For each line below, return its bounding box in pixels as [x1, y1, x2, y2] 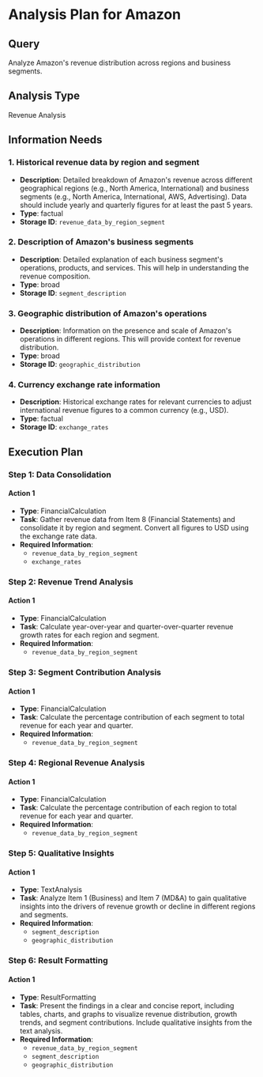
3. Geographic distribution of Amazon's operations [8, 308, 208, 319]
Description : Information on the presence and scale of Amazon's [19, 326, 232, 335]
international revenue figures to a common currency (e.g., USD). [19, 406, 229, 415]
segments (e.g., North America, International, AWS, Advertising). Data [19, 191, 247, 201]
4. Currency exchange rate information [8, 380, 160, 391]
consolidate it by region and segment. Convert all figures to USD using [19, 523, 249, 532]
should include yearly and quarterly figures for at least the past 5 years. [19, 200, 254, 210]
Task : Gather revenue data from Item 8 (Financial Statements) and [19, 514, 235, 523]
